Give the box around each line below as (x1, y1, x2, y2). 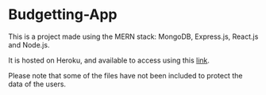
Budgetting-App (8, 6, 118, 24)
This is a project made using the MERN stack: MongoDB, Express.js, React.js (8, 32, 259, 41)
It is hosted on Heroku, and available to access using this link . (8, 55, 210, 65)
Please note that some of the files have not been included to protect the (8, 70, 243, 80)
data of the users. (8, 79, 66, 89)
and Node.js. (8, 40, 50, 49)
